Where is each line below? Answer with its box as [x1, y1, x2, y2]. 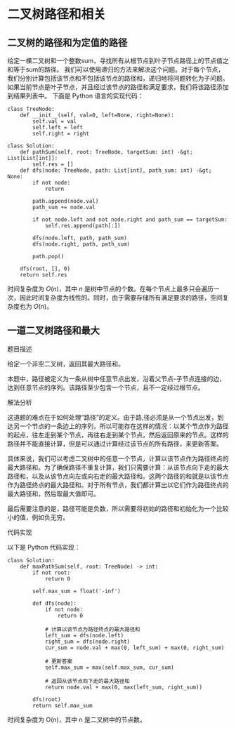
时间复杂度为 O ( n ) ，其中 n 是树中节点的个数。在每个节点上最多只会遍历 [7, 285, 214, 293]
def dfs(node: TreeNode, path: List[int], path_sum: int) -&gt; [20, 167, 212, 174]
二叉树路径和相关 [7, 6, 107, 22]
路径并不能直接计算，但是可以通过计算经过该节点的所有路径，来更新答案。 [7, 439, 223, 448]
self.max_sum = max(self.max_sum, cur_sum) [44, 664, 174, 671]
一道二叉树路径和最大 [7, 324, 100, 337]
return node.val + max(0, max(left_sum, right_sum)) [44, 684, 202, 691]
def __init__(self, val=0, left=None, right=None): [20, 112, 174, 119]
